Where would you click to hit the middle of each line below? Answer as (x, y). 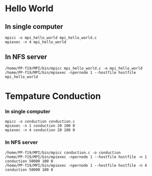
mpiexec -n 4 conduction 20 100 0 (40, 130)
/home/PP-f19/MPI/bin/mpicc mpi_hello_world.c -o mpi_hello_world (74, 68)
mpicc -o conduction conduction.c (40, 122)
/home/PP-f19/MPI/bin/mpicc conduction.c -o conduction (63, 153)
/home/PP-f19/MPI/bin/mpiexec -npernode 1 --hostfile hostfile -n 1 (76, 157)
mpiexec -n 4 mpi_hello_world (36, 42)
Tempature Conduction (53, 96)
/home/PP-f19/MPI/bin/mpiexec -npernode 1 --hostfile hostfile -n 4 (76, 165)
